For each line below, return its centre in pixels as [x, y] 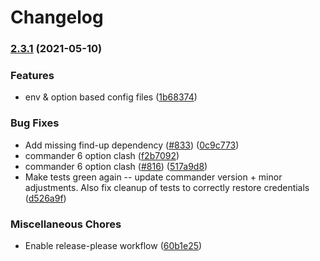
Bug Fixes [35, 123]
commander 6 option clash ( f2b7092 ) [102, 155]
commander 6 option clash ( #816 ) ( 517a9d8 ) [116, 166]
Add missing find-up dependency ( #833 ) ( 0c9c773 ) [132, 145]
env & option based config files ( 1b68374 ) [111, 97]
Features [32, 76]
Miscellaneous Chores [66, 224]
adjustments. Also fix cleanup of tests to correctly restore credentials [167, 187]
